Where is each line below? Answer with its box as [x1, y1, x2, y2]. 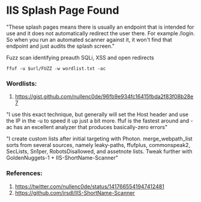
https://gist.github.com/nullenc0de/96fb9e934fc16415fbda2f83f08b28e [14, 93, 194, 100]
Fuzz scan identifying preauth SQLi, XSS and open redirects [6, 54, 154, 61]
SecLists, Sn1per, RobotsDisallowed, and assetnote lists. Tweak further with [6, 148, 193, 155]
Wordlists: [6, 79, 37, 87]
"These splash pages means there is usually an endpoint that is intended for [6, 23, 194, 30]
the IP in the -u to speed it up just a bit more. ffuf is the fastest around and [6, 117, 190, 124]
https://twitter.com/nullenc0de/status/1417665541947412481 [14, 183, 165, 190]
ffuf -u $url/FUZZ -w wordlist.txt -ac [6, 65, 106, 72]
